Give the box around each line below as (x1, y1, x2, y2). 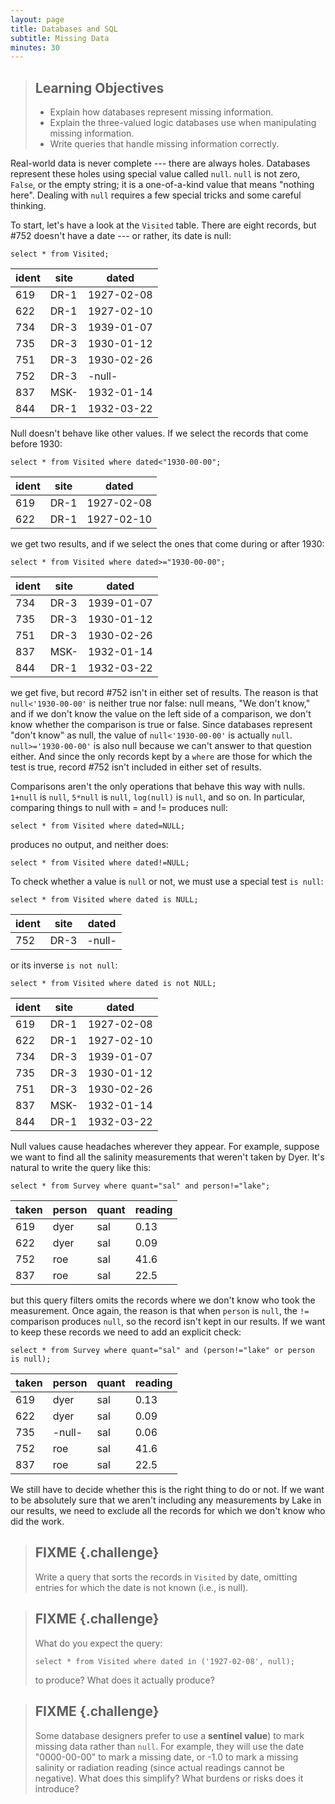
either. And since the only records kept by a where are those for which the (10, 751, 313, 763)
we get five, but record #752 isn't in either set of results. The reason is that (10, 687, 319, 699)
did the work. (10, 1516, 65, 1528)
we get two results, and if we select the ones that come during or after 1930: (10, 538, 325, 550)
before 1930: (10, 438, 63, 450)
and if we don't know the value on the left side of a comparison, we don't (10, 708, 312, 720)
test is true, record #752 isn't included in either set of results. (10, 761, 262, 773)
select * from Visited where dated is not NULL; (10, 979, 217, 989)
